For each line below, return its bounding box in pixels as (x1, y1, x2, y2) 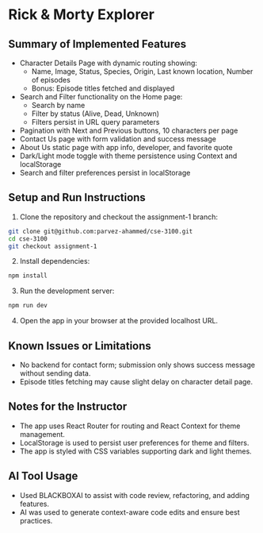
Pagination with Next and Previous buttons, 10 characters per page (19, 126, 238, 135)
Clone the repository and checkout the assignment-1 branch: (19, 212, 219, 222)
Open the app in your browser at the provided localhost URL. (19, 316, 219, 326)
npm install (8, 272, 48, 280)
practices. (19, 516, 53, 525)
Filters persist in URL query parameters (31, 118, 160, 126)
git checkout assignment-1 (8, 242, 97, 250)
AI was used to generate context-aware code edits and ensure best (19, 507, 240, 517)
